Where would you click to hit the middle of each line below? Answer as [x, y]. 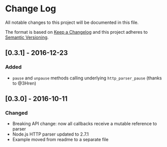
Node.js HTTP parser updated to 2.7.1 [50, 134]
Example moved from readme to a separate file [60, 140]
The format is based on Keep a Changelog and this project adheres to [77, 32]
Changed [17, 113]
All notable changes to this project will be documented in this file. [72, 22]
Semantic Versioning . [27, 37]
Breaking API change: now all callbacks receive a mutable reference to [85, 124]
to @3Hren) [24, 83]
